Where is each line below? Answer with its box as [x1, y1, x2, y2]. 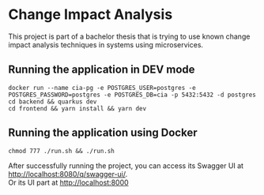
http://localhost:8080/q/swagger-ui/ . [8, 169, 128, 178]
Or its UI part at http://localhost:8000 [8, 178, 129, 187]
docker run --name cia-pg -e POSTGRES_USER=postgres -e [8, 84, 196, 92]
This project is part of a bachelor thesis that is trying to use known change [8, 32, 251, 41]
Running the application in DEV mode [8, 63, 195, 77]
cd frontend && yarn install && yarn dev [8, 104, 147, 112]
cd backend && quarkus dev [8, 97, 97, 106]
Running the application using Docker [8, 126, 198, 140]
